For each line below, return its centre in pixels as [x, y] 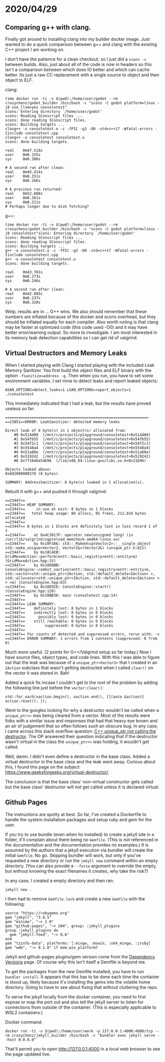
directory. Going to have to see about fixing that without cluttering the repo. [82, 987]
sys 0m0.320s [23, 302]
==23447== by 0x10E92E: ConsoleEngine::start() [58, 587]
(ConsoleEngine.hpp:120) [31, 591]
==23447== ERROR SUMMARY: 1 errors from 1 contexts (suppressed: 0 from [81, 638]
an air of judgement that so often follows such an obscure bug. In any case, [82, 726]
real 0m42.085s [24, 294]
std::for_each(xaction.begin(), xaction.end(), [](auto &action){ [75, 697]
